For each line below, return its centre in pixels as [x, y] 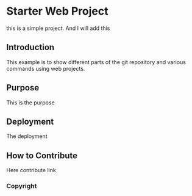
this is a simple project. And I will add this [58, 28]
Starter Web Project [57, 11]
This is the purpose [30, 103]
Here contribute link [31, 170]
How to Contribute [42, 155]
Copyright [22, 186]
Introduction [30, 47]
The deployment [27, 136]
